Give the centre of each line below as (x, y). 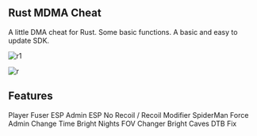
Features (31, 96)
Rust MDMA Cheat (55, 13)
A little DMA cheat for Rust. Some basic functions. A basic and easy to (123, 32)
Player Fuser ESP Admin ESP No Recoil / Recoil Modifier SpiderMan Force (128, 115)
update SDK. (29, 40)
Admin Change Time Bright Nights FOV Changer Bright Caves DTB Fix (123, 123)
